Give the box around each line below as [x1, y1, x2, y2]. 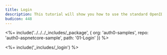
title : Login [5, 7, 32, 12]
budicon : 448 [5, 16, 32, 21]
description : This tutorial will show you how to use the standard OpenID [5, 12, 164, 17]
